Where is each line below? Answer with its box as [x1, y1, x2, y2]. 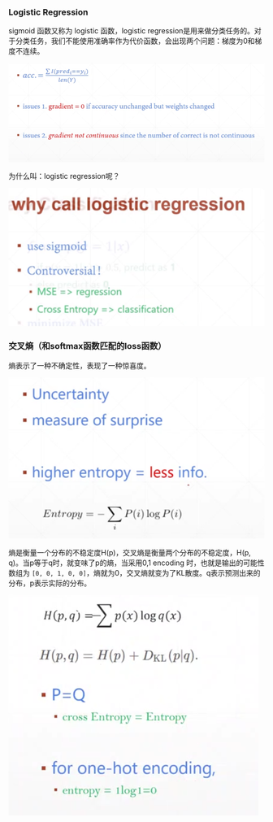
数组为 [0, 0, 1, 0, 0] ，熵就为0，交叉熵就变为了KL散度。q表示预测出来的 [8, 568, 262, 578]
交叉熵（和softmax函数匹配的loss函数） [8, 341, 167, 352]
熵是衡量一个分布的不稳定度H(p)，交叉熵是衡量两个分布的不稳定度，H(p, [8, 548, 252, 558]
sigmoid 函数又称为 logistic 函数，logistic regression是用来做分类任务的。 [8, 26, 254, 36]
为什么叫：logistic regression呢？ [8, 171, 120, 180]
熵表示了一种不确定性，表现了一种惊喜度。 [8, 360, 151, 370]
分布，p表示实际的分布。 [8, 578, 92, 588]
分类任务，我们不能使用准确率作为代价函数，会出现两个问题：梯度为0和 [15, 36, 255, 46]
